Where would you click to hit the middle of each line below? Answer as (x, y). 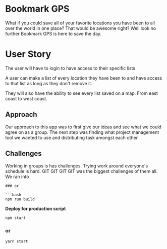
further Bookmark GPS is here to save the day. (53, 33)
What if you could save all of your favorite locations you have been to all (80, 23)
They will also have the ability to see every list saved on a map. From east (81, 93)
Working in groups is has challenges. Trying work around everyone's (77, 166)
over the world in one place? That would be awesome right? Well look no (81, 28)
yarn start (17, 241)
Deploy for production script (36, 208)
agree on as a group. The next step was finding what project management (82, 132)
